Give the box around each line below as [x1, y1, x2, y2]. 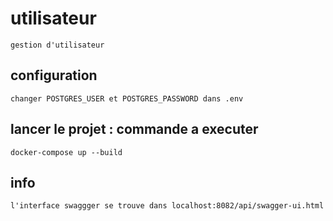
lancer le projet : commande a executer [10, 121, 259, 138]
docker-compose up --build [10, 147, 123, 157]
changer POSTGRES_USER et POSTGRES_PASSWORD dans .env [10, 93, 244, 104]
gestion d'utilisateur [10, 40, 105, 50]
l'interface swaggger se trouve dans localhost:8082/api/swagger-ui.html [10, 201, 325, 211]
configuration [10, 67, 98, 84]
